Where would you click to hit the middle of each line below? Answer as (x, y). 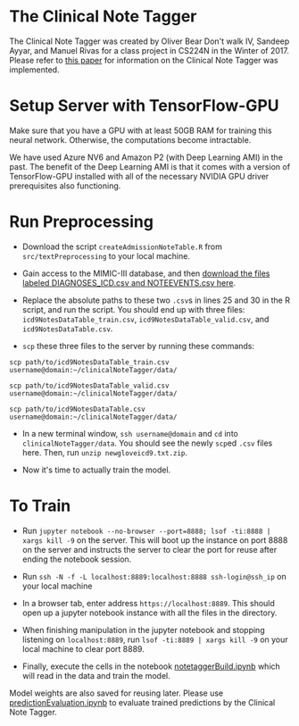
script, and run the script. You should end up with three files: (133, 309)
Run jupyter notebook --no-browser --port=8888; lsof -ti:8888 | (146, 530)
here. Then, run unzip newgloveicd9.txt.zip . (105, 452)
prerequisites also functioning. (65, 186)
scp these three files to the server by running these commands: (138, 346)
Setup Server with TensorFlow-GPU (144, 106)
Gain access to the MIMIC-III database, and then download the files (146, 273)
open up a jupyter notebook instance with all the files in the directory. (149, 613)
